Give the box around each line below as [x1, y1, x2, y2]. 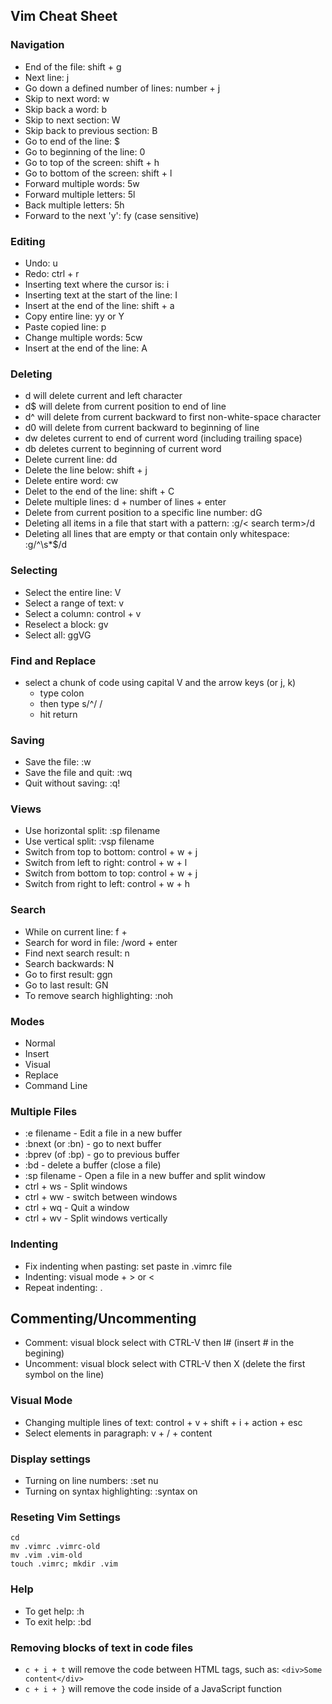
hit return [39, 708, 78, 720]
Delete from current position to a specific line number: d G [24, 507, 263, 519]
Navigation [10, 38, 65, 52]
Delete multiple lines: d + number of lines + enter [24, 496, 227, 508]
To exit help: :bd [24, 1615, 92, 1628]
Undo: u [24, 257, 58, 269]
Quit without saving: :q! [24, 777, 121, 789]
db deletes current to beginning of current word [24, 443, 222, 455]
